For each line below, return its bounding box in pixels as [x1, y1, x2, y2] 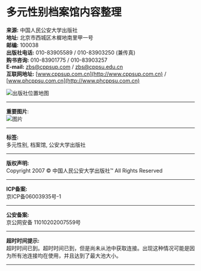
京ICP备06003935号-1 [6, 192, 62, 200]
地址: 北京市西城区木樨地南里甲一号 [6, 34, 94, 41]
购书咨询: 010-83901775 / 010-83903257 [6, 56, 108, 64]
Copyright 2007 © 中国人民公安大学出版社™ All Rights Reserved [6, 167, 163, 174]
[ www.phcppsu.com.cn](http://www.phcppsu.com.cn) [6, 77, 140, 84]
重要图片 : [6, 107, 29, 115]
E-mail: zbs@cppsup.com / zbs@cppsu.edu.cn [6, 63, 123, 70]
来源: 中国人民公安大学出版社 [6, 26, 78, 34]
